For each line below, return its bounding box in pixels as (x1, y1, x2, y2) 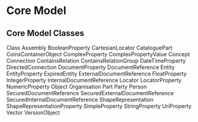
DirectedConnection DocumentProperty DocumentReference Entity (6, 63, 175, 71)
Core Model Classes (6, 28, 85, 38)
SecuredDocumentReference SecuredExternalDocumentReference (6, 90, 174, 96)
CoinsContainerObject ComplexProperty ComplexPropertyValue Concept (6, 51, 190, 58)
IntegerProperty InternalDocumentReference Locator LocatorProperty (6, 77, 182, 84)
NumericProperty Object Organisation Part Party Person (6, 83, 147, 90)
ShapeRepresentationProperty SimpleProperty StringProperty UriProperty (6, 102, 192, 110)
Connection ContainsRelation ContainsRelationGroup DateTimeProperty (6, 57, 186, 64)
